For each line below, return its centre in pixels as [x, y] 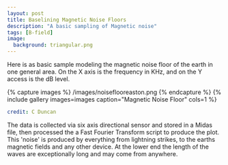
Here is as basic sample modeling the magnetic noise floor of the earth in [110, 64]
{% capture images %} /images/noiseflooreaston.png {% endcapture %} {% [114, 92]
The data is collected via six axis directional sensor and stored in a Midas [110, 125]
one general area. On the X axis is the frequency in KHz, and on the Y [105, 72]
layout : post [26, 13]
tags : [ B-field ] [30, 32]
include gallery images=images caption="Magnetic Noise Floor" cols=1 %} [112, 99]
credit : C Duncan [32, 112]
